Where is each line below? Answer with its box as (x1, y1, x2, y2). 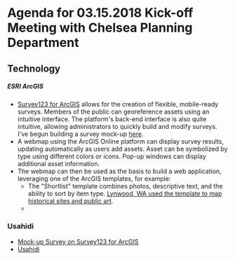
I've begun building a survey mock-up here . (17, 130, 144, 138)
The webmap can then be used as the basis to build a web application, (17, 167, 222, 175)
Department (7, 35, 79, 50)
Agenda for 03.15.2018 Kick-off (7, 5, 194, 21)
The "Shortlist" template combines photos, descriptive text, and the (27, 182, 223, 190)
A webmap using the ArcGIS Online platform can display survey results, (17, 137, 224, 145)
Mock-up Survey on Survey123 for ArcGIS (17, 237, 139, 246)
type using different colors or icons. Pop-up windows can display (17, 152, 207, 160)
